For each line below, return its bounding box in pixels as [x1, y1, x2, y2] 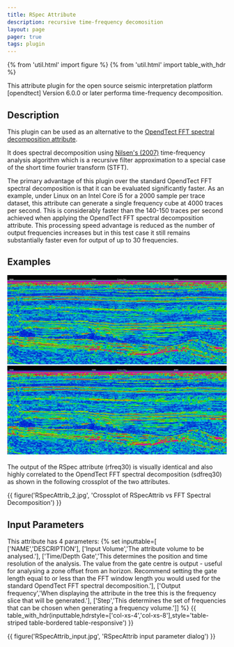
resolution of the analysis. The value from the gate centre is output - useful [7, 559, 223, 568]
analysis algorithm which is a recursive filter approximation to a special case [7, 155, 226, 164]
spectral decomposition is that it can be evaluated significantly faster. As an [7, 184, 224, 192]
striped [7, 618, 28, 627]
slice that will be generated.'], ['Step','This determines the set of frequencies [7, 596, 226, 605]
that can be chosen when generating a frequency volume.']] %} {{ [7, 604, 196, 612]
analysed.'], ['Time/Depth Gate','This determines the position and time [7, 552, 208, 561]
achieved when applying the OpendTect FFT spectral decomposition [7, 213, 204, 222]
